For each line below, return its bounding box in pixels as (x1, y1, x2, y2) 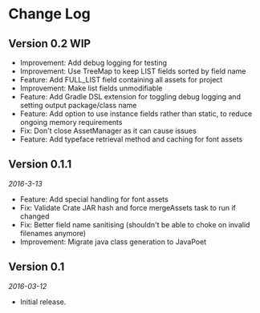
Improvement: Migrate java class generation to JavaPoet (19, 237, 207, 247)
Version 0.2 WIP (8, 37, 91, 50)
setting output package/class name (19, 101, 137, 110)
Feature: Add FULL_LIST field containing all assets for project (19, 75, 223, 84)
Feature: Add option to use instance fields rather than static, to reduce (19, 109, 253, 118)
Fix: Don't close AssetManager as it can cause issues (19, 126, 197, 135)
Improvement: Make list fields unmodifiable (19, 83, 163, 93)
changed (19, 211, 50, 221)
